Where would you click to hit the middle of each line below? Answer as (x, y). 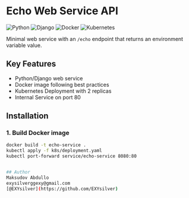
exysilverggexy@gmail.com (38, 183)
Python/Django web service (49, 78)
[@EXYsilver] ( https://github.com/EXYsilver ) (62, 188)
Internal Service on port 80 (48, 97)
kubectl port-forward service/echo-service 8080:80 (71, 156)
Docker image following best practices (62, 84)
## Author (18, 172)
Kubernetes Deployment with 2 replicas (63, 91)
